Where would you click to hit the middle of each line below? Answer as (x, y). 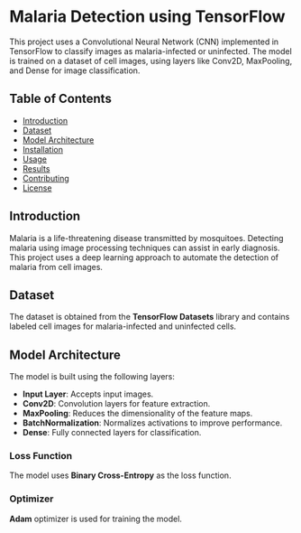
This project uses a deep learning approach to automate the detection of (144, 257)
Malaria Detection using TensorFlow (147, 17)
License (37, 188)
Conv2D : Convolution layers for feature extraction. (116, 404)
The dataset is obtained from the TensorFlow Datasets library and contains (150, 317)
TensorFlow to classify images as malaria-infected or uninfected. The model (151, 51)
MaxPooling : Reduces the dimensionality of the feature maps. (137, 414)
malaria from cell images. (56, 266)
